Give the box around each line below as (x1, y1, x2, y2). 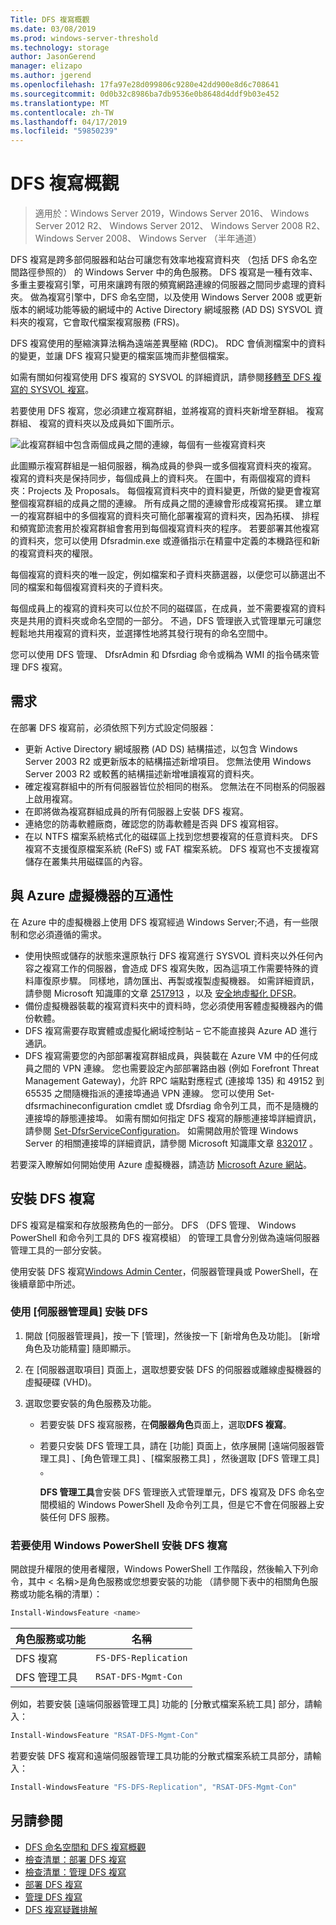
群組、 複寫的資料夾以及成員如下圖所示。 (10, 417, 180, 430)
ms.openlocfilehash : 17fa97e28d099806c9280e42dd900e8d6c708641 (10, 80, 280, 90)
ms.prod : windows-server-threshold (10, 33, 159, 43)
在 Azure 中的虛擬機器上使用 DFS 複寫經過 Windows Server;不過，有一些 (10, 916, 310, 928)
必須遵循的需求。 (36, 928, 107, 940)
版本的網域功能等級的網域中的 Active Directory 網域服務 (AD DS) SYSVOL (10, 304, 313, 316)
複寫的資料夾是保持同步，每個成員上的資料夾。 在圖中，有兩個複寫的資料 (10, 472, 311, 485)
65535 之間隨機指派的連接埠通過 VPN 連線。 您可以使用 (24, 1087, 255, 1099)
